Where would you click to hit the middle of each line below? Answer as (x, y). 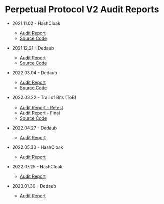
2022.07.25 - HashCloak (37, 166)
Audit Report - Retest (41, 107)
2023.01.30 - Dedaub (34, 186)
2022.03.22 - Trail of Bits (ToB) (44, 97)
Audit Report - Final (40, 113)
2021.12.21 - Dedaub (33, 48)
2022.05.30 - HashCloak (37, 147)
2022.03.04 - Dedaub (34, 73)
